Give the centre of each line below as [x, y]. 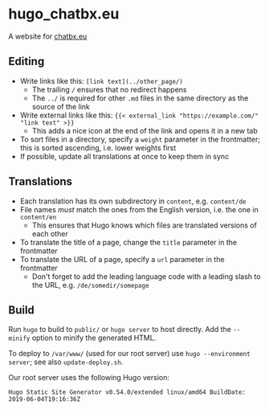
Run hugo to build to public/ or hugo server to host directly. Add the [120, 330]
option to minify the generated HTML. [94, 338]
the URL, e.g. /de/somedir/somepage [90, 285]
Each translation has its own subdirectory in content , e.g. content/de [133, 201]
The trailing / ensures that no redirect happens [109, 89]
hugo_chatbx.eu [64, 14]
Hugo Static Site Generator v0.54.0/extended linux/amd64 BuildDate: [127, 392]
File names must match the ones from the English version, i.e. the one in [139, 209]
